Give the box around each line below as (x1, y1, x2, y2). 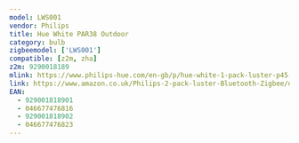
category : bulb (9, 37, 66, 47)
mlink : (9, 71, 34, 80)
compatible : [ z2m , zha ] (9, 54, 98, 63)
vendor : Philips (9, 21, 69, 30)
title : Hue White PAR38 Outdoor (9, 29, 129, 38)
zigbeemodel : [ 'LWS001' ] (9, 46, 101, 55)
